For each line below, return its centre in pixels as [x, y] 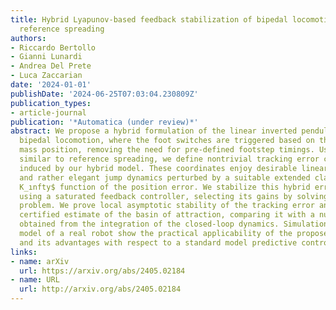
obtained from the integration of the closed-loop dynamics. [149, 224]
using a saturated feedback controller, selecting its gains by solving [174, 196]
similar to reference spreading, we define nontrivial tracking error [169, 159]
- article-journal [48, 112]
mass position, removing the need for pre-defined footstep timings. [167, 150]
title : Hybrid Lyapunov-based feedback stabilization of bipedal [149, 19]
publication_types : [51, 103]
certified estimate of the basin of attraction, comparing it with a [167, 215]
